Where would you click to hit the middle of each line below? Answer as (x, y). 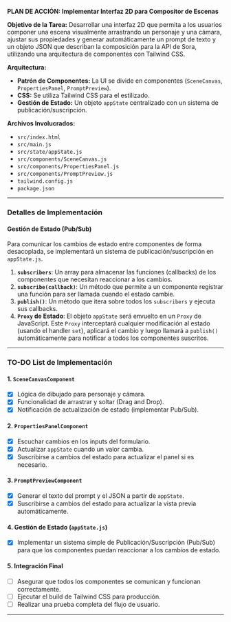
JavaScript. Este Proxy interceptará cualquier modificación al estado (114, 323)
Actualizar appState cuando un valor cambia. (80, 449)
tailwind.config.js (45, 181)
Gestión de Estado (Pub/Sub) (49, 229)
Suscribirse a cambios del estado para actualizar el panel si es (106, 457)
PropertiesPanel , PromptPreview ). (64, 88)
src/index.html (39, 137)
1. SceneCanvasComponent (41, 379)
